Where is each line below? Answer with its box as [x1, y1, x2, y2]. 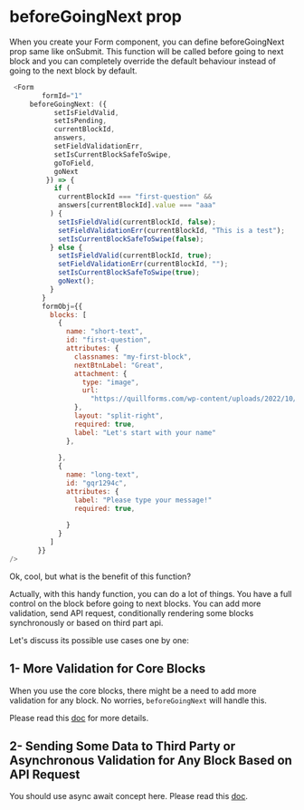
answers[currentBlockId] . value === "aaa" [57, 201, 217, 210]
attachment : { [73, 369, 128, 378]
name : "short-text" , [66, 327, 144, 336]
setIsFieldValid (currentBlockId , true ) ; [57, 251, 213, 260]
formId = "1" [42, 91, 83, 101]
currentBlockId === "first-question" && [57, 192, 213, 201]
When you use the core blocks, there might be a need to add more [9, 685, 257, 696]
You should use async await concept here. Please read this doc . [9, 791, 249, 802]
